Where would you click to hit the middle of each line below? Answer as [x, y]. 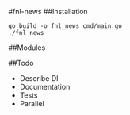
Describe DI [39, 78]
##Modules [27, 48]
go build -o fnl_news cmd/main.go [65, 26]
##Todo [21, 63]
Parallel [32, 103]
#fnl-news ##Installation [48, 11]
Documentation [45, 87]
